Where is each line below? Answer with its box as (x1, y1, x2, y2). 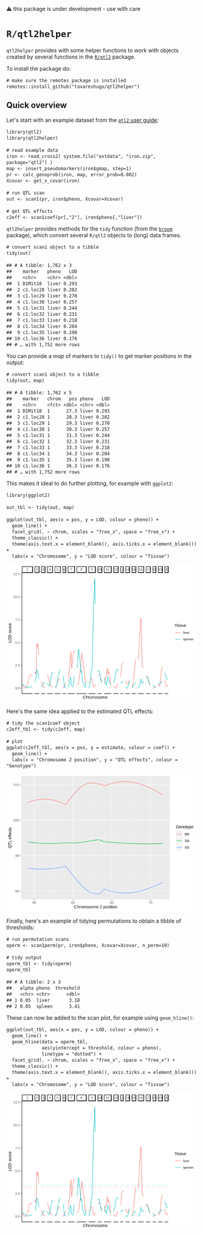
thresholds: (6, 923, 35, 931)
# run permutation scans (6, 936, 69, 942)
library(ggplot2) (6, 492, 50, 498)
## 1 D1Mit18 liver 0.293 (6, 281, 78, 287)
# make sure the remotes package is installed (6, 77, 126, 84)
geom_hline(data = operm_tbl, (12, 1039, 88, 1045)
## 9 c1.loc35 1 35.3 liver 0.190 (6, 457, 111, 463)
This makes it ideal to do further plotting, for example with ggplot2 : (6, 479, 173, 487)
